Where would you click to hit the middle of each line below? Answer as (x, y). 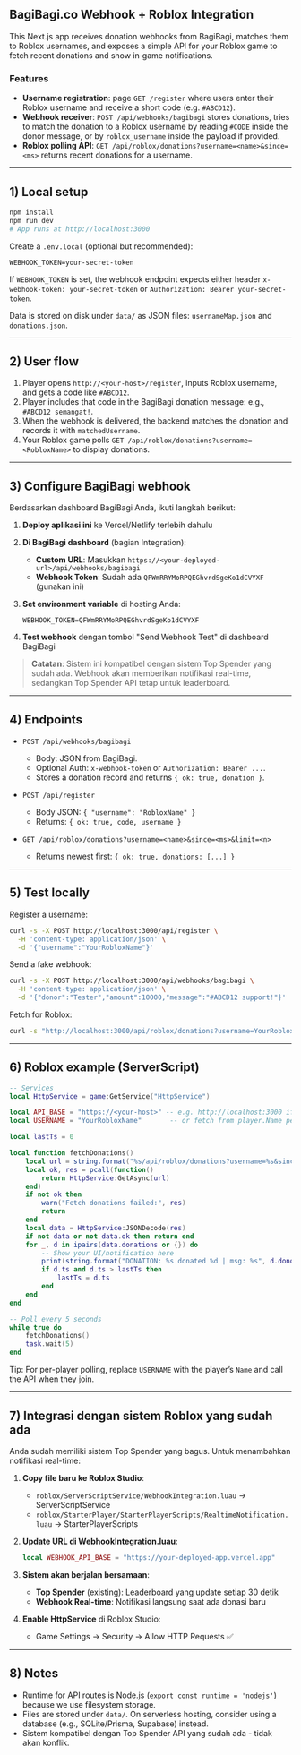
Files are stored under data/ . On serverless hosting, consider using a (149, 1714)
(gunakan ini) (60, 586)
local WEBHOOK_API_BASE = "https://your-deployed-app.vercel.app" (149, 1557)
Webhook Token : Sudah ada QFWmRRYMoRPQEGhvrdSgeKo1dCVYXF (150, 578)
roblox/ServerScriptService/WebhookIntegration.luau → (141, 1495)
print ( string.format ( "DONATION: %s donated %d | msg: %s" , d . (160, 1262)
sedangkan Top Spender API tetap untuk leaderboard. (131, 683)
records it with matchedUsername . (81, 431)
